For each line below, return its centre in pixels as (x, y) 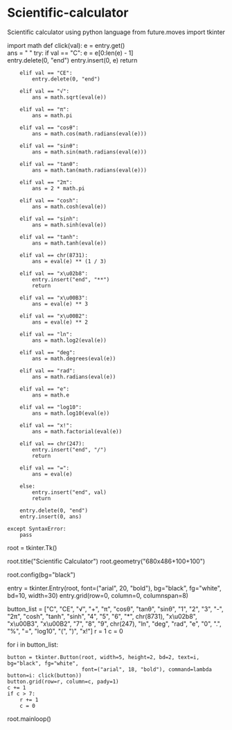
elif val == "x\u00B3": (54, 298)
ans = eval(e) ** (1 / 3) (70, 261)
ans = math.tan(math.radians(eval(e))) (90, 170)
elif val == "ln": (46, 334)
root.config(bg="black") (42, 574)
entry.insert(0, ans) (51, 516)
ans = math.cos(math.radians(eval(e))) (90, 133)
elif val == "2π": (46, 182)
